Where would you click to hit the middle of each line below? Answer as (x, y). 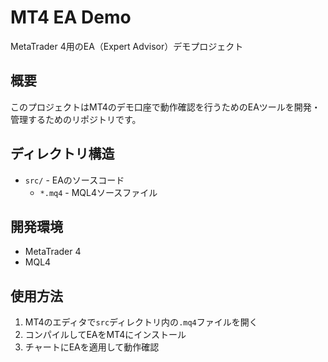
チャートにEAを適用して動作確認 (92, 347)
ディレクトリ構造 (62, 154)
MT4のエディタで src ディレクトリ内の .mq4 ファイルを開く (141, 322)
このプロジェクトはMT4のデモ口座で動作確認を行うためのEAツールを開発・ (165, 107)
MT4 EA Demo (71, 17)
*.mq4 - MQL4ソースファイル (98, 192)
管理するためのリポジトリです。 (76, 119)
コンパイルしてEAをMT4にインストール (105, 335)
